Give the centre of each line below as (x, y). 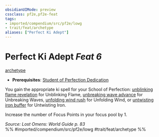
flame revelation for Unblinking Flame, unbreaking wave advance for (74, 94)
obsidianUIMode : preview (30, 10)
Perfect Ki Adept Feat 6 (53, 57)
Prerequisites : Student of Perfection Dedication (60, 80)
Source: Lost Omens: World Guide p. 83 (45, 124)
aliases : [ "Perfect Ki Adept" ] (37, 32)
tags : (11, 19)
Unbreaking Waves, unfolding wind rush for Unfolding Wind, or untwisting (79, 100)
